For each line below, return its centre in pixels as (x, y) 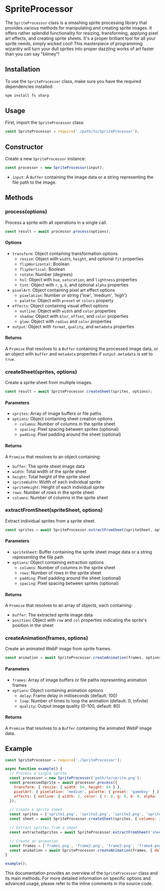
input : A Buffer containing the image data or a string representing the (83, 177)
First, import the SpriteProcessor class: (45, 123)
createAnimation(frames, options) (47, 638)
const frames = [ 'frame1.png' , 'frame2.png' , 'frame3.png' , (72, 846)
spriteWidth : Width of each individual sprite (56, 482)
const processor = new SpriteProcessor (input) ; (55, 168)
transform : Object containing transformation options (65, 253)
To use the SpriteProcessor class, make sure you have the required (73, 81)
